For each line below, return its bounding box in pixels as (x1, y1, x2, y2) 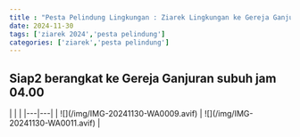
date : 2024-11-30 (9, 21, 74, 30)
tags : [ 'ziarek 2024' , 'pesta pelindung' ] (9, 29, 166, 38)
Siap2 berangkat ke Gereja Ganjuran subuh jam (9, 70, 277, 85)
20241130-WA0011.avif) (9, 117, 96, 129)
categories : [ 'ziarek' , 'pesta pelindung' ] (9, 37, 170, 47)
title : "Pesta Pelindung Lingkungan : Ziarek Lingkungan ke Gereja (9, 12, 270, 22)
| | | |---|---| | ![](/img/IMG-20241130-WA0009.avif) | (9, 109, 203, 119)
